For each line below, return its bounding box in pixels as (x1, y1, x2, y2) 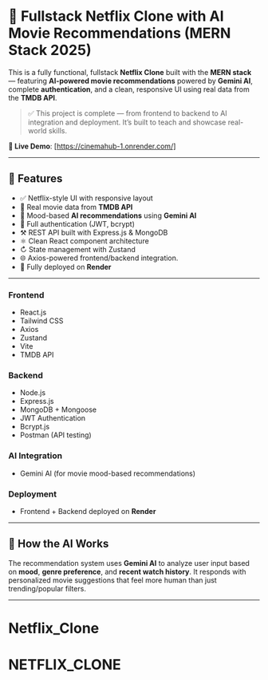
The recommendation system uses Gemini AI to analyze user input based (8, 558, 250, 567)
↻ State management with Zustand (19, 244, 136, 254)
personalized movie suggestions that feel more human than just (8, 575, 217, 585)
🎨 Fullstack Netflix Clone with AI (8, 7, 225, 26)
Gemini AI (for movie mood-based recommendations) (19, 468, 196, 478)
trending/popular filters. (8, 583, 86, 593)
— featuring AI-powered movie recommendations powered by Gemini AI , (8, 76, 253, 85)
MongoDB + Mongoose (19, 405, 97, 414)
